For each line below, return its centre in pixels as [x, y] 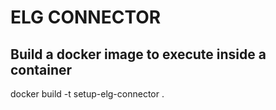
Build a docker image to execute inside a [138, 54]
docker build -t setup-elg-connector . [87, 94]
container [41, 69]
